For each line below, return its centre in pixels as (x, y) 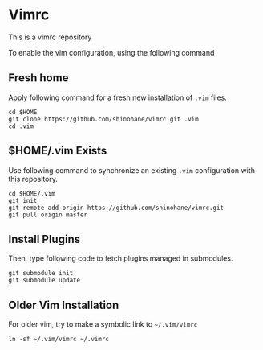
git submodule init (41, 274)
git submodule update (45, 280)
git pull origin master (48, 215)
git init (23, 200)
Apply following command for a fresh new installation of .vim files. (117, 97)
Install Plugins (45, 239)
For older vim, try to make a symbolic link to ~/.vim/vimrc (103, 324)
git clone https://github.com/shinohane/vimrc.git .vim (103, 119)
